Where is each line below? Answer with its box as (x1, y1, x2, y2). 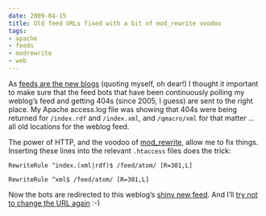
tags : (8, 27, 27, 35)
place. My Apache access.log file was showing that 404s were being (8, 104, 238, 114)
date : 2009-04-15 (8, 11, 67, 20)
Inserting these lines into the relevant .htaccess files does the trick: (8, 146, 231, 156)
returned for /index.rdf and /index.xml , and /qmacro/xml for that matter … (8, 113, 256, 123)
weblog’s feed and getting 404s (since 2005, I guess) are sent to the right (8, 96, 254, 106)
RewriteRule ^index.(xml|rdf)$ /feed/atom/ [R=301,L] (8, 161, 193, 169)
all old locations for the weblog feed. (8, 122, 130, 131)
